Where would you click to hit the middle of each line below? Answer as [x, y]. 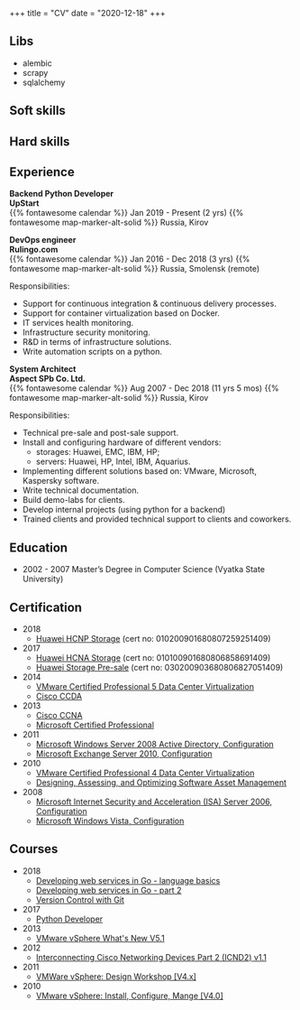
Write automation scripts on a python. [92, 352]
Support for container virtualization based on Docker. [121, 313]
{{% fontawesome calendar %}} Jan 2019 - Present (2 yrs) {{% [127, 213]
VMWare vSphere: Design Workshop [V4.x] [116, 976]
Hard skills [40, 141]
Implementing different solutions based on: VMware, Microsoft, [139, 471]
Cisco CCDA [59, 696]
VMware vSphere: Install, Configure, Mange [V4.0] [129, 996]
